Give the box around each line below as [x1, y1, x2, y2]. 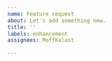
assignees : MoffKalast [7, 37, 74, 44]
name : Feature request [7, 10, 74, 18]
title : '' [7, 23, 37, 30]
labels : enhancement [7, 30, 69, 38]
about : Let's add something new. [7, 17, 106, 24]
